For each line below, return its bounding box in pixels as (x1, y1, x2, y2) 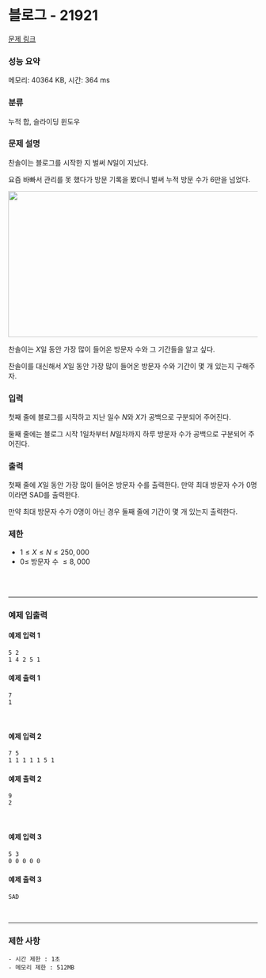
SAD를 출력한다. (28, 490, 80, 500)
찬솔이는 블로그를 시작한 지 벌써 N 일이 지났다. (8, 158, 149, 167)
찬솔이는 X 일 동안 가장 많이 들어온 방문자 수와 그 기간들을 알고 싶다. (8, 344, 215, 354)
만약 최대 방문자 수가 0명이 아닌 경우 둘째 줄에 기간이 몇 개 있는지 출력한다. (8, 507, 238, 516)
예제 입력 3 (8, 832, 42, 842)
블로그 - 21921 (8, 6, 99, 25)
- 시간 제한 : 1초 (8, 955, 61, 964)
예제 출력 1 (8, 673, 41, 683)
